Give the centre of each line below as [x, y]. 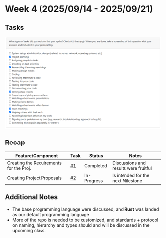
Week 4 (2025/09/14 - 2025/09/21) [79, 9]
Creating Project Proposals [34, 178]
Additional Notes [32, 197]
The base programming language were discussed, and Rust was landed [85, 209]
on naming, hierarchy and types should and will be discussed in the [81, 225]
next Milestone [127, 180]
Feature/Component [37, 156]
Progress [94, 180]
